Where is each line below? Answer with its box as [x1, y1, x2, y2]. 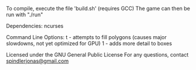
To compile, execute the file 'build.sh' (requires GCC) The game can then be [6, 5, 191, 12]
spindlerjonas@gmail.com [6, 58, 69, 64]
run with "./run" [6, 11, 43, 18]
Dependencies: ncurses [6, 23, 63, 29]
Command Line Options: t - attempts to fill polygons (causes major [6, 34, 167, 40]
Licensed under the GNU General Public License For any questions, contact [6, 51, 189, 58]
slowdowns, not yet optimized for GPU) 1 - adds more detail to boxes [6, 40, 172, 47]
